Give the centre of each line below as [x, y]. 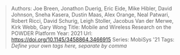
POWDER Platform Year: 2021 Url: [52, 33]
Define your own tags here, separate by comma [69, 46]
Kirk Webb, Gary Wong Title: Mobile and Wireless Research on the [91, 27]
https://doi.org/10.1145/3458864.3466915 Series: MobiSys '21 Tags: [93, 39]
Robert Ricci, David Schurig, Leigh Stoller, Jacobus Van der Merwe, [92, 21]
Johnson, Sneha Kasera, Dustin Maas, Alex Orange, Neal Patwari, [90, 15]
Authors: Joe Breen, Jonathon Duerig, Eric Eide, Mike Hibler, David [91, 8]
